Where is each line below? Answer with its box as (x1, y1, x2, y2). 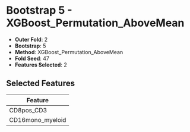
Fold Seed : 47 (14, 55, 49, 62)
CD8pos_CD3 (9, 106, 47, 114)
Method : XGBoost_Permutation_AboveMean (14, 48, 123, 55)
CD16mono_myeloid (9, 115, 66, 124)
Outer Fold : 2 (14, 36, 48, 43)
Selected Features (6, 78, 75, 89)
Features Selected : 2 (14, 61, 67, 68)
